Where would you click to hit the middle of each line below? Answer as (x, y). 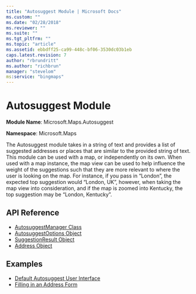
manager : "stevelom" (31, 71)
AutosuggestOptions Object (48, 233)
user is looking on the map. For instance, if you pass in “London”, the (89, 176)
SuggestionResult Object (44, 239)
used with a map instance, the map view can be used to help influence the (96, 163)
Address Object (33, 245)
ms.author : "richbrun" (34, 66)
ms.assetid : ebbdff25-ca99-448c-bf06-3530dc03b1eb (69, 50)
